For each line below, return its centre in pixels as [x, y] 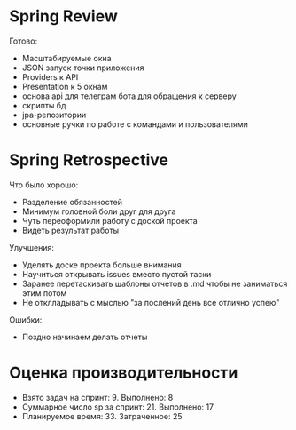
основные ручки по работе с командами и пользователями [135, 124]
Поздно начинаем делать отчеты [85, 337]
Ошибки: [26, 319]
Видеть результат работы [70, 230]
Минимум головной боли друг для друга [99, 211]
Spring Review [63, 16]
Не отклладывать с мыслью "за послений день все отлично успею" [151, 302]
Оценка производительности [124, 373]
